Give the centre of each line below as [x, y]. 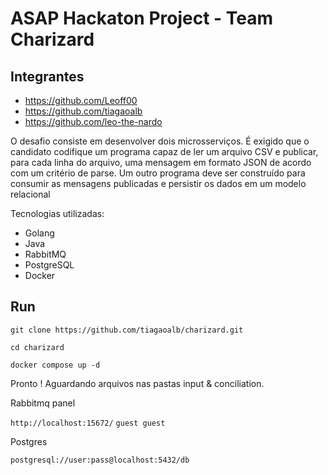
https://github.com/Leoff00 [81, 100]
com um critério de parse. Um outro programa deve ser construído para [158, 173]
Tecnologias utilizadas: [57, 213]
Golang [39, 233]
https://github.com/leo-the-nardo [93, 121]
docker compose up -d [55, 365]
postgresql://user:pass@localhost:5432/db [100, 460]
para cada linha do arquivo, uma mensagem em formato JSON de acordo [161, 162]
